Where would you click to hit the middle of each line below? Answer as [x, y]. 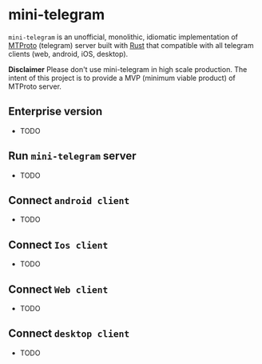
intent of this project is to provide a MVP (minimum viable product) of [122, 78]
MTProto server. [35, 86]
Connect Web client [58, 289]
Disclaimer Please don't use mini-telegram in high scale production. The [128, 69]
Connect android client [69, 200]
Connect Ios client [58, 244]
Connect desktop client [69, 334]
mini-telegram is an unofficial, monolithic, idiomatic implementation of [123, 37]
